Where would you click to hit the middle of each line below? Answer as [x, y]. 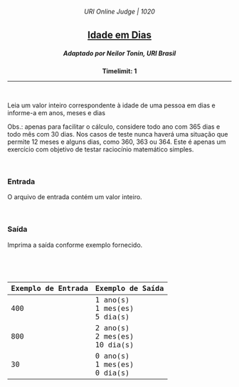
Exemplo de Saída [129, 288]
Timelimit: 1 [119, 71]
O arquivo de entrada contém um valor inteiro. [75, 197]
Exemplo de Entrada [50, 288]
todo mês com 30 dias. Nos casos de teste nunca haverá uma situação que [118, 134]
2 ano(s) [112, 328]
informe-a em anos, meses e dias [56, 113]
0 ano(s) [112, 356]
